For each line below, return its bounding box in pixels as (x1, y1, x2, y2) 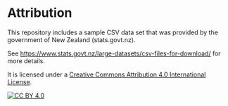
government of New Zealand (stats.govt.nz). (7, 35, 136, 44)
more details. (7, 56, 46, 65)
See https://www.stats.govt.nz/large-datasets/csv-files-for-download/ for (7, 49, 221, 58)
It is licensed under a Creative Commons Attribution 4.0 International (7, 70, 206, 79)
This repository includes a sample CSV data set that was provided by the (7, 28, 218, 37)
